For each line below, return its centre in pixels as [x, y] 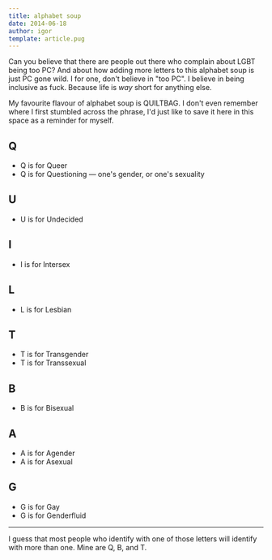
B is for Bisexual [47, 408]
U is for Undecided [51, 219]
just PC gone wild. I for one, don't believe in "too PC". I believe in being [126, 79]
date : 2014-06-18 [38, 24]
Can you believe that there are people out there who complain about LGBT [132, 62]
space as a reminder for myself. [61, 121]
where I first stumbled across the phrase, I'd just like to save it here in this [131, 112]
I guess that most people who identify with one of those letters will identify [133, 538]
